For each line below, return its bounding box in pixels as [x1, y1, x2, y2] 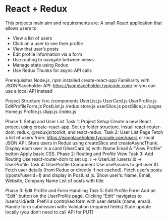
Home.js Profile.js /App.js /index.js [5, 108, 77, 115]
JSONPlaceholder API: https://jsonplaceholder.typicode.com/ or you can [5, 82, 156, 89]
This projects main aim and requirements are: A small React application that [5, 20, 162, 26]
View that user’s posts [12, 46, 59, 52]
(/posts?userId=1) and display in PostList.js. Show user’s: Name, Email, [5, 172, 152, 178]
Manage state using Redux [12, 62, 68, 68]
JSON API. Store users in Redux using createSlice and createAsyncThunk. [5, 140, 159, 146]
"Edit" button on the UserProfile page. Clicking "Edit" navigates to [5, 193, 142, 199]
